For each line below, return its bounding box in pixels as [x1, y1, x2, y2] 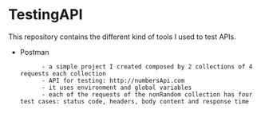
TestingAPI [8, 6, 83, 24]
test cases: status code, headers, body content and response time [19, 97, 249, 105]
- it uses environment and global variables [41, 84, 192, 92]
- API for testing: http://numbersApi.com [41, 76, 185, 84]
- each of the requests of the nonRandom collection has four [41, 90, 253, 99]
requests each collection [19, 69, 106, 77]
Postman [19, 47, 49, 56]
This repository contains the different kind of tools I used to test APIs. [8, 32, 237, 41]
